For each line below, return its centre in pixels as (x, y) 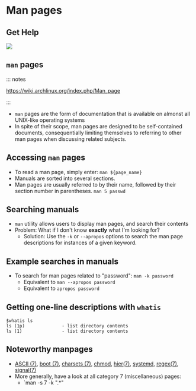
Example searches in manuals (62, 261)
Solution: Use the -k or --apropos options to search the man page (103, 237)
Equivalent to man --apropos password (69, 282)
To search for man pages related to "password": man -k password (94, 276)
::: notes (16, 79)
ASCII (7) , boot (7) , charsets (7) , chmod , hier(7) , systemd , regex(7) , (97, 364)
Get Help (23, 32)
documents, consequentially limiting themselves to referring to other (98, 133)
